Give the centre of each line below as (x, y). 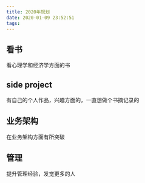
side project (29, 85)
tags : (13, 23)
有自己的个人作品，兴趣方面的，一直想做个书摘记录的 (73, 100)
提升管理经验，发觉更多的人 (41, 173)
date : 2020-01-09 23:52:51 (40, 18)
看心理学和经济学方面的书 (38, 65)
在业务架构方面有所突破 (35, 137)
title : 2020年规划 (28, 12)
